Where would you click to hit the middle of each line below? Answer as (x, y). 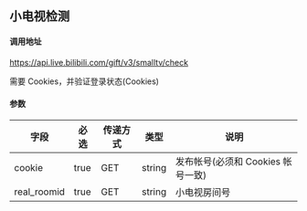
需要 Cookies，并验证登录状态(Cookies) (85, 81)
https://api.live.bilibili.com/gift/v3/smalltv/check (99, 62)
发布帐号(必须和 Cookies (228, 161)
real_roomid (40, 192)
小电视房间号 (203, 192)
